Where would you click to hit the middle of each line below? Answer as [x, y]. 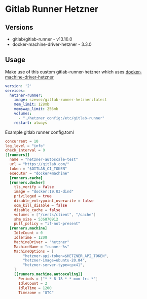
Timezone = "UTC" [36, 293]
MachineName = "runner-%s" [42, 247]
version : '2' [18, 86]
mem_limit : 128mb [32, 105]
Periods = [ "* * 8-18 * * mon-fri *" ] [58, 279]
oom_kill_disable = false [41, 205]
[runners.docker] [27, 183]
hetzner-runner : [26, 95]
